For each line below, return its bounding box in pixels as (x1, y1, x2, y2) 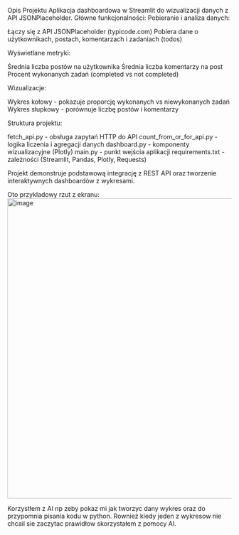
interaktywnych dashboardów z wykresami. (7, 177, 135, 185)
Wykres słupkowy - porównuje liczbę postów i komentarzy (7, 105, 179, 113)
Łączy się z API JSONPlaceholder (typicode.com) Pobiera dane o (7, 28, 199, 36)
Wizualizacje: (7, 84, 47, 92)
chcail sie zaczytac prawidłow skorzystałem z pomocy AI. (7, 519, 176, 528)
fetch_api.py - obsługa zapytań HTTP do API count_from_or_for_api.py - (7, 133, 218, 141)
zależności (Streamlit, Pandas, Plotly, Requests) (7, 156, 147, 163)
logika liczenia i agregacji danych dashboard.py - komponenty (7, 140, 190, 148)
